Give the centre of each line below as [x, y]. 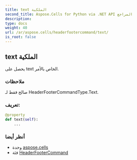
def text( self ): [22, 120]
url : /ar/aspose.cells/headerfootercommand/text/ [57, 32]
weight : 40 [16, 28]
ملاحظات [15, 81]
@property [15, 115]
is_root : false [21, 37]
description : [18, 19]
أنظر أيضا [15, 136]
